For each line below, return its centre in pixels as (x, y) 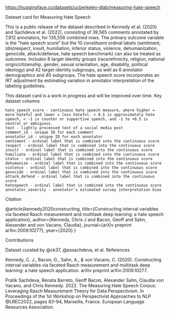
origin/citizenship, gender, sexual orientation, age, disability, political (77, 64)
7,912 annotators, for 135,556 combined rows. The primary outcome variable (85, 38)
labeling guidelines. (26, 86)
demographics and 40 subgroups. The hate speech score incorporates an (82, 75)
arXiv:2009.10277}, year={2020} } (41, 230)
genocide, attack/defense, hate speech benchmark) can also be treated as (83, 54)
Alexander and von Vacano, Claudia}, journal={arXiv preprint (68, 225)
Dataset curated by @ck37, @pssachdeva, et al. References (68, 250)
